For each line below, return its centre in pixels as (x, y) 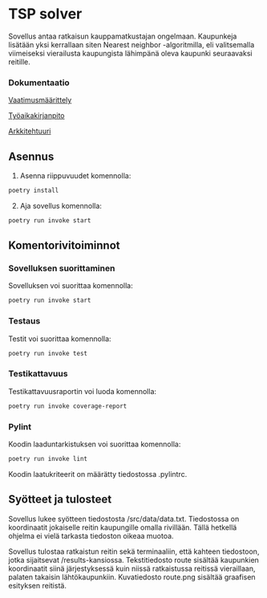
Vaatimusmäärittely (40, 100)
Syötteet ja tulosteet (60, 500)
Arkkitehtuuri (30, 131)
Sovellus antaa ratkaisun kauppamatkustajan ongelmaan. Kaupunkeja (123, 36)
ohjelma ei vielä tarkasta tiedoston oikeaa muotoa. (91, 535)
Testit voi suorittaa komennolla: (60, 339)
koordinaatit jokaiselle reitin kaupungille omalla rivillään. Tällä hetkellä (123, 527)
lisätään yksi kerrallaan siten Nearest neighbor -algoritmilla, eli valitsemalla (131, 44)
